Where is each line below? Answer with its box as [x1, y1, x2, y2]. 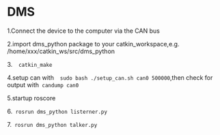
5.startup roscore [7, 93, 56, 102]
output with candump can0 [7, 80, 79, 89]
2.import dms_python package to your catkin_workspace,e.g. [7, 40, 180, 48]
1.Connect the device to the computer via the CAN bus [7, 27, 161, 35]
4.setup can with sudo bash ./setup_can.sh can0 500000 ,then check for [7, 73, 213, 82]
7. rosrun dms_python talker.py [7, 120, 98, 128]
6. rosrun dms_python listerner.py [7, 107, 108, 115]
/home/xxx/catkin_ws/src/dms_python [7, 47, 115, 55]
